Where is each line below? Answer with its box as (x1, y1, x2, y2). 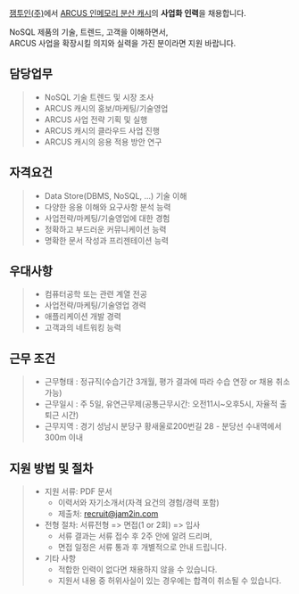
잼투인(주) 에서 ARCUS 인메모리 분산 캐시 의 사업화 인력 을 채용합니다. (9, 8, 247, 18)
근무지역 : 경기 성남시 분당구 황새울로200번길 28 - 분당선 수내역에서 (44, 421, 282, 432)
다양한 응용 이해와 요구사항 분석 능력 (44, 202, 171, 212)
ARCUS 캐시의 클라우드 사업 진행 (44, 125, 161, 136)
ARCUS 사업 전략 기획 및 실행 (44, 114, 148, 125)
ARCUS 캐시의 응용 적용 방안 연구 (44, 136, 162, 147)
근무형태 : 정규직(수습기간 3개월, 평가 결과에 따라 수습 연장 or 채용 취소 (44, 376, 291, 387)
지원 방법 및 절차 (9, 460, 94, 475)
